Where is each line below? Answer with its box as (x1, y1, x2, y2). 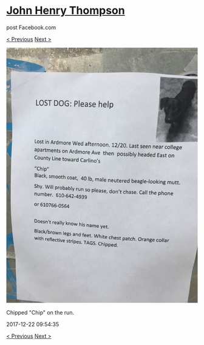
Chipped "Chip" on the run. (6, 309, 75, 316)
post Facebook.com (6, 24, 56, 31)
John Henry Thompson (6, 4, 126, 18)
